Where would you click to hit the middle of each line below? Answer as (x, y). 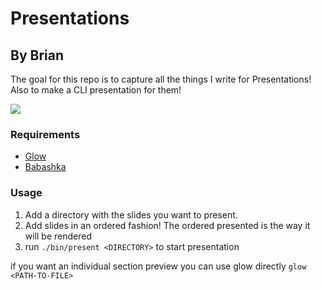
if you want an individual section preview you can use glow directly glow (158, 266)
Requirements (45, 134)
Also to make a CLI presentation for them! (96, 90)
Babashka (45, 167)
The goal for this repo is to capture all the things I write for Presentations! (161, 79)
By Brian (37, 55)
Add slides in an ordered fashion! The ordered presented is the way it (167, 225)
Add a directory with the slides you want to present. (131, 214)
